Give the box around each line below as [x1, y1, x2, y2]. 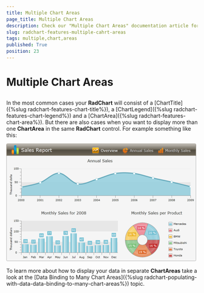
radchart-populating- [144, 274, 197, 281]
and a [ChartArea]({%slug [72, 112, 138, 120]
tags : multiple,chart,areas [6, 35, 78, 42]
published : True [6, 42, 47, 48]
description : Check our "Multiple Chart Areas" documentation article [6, 22, 189, 29]
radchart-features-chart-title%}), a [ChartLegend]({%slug [27, 106, 173, 113]
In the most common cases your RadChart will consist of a [6, 99, 153, 106]
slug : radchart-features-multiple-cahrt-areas [6, 29, 126, 35]
